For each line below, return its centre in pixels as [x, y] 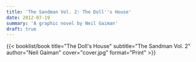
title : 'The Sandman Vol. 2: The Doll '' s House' [69, 12]
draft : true [21, 29]
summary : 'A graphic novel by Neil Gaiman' [62, 23]
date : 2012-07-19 [28, 18]
